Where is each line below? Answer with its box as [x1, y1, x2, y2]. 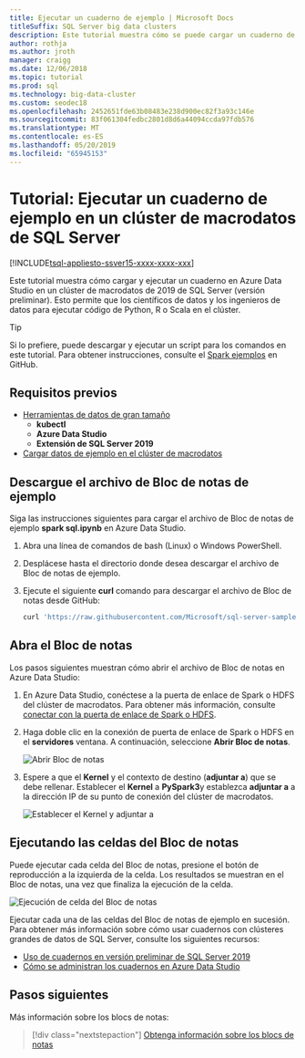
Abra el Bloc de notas [9, 638, 133, 653]
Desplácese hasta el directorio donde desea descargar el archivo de [22, 558, 280, 569]
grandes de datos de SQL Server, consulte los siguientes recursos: [9, 933, 260, 944]
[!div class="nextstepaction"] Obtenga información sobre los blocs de [31, 1029, 294, 1040]
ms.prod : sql [9, 81, 59, 90]
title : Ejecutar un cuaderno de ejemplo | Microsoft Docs [9, 13, 234, 23]
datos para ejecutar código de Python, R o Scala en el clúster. [9, 304, 241, 315]
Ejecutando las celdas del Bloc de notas [9, 835, 239, 851]
